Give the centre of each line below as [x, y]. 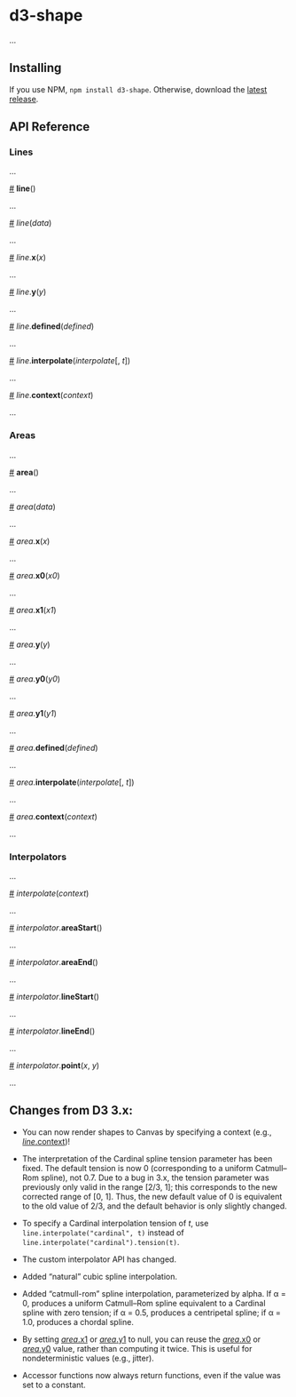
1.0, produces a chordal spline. [78, 1321]
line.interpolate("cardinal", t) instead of [103, 1233]
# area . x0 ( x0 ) [35, 575]
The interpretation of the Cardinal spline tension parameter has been [147, 1158]
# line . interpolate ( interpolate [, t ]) [70, 361]
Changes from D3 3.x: [71, 1110]
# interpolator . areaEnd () [54, 962]
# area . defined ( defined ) [54, 747]
